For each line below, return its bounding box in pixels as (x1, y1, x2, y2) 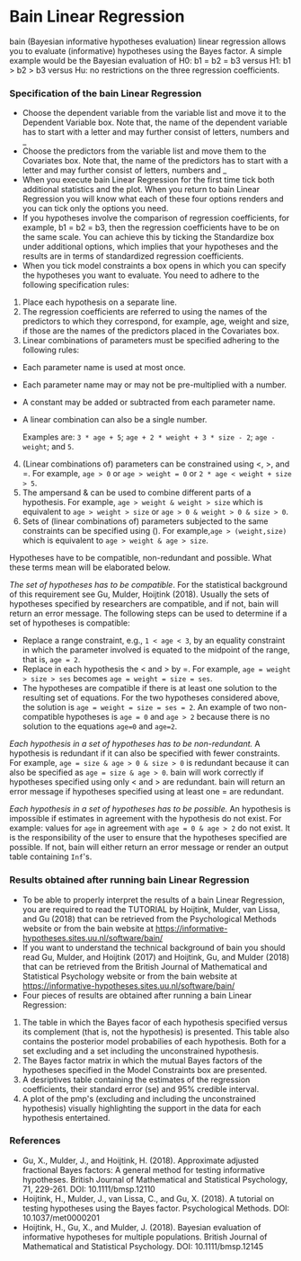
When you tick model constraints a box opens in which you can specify (22, 261, 287, 271)
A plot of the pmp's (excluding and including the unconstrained (22, 1093, 256, 1104)
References (9, 1134, 61, 1147)
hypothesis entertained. (22, 1112, 111, 1123)
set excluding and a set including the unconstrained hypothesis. (22, 1045, 259, 1056)
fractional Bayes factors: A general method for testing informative (22, 1164, 265, 1175)
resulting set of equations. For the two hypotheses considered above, (22, 692, 280, 703)
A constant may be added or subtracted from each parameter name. (22, 397, 276, 408)
